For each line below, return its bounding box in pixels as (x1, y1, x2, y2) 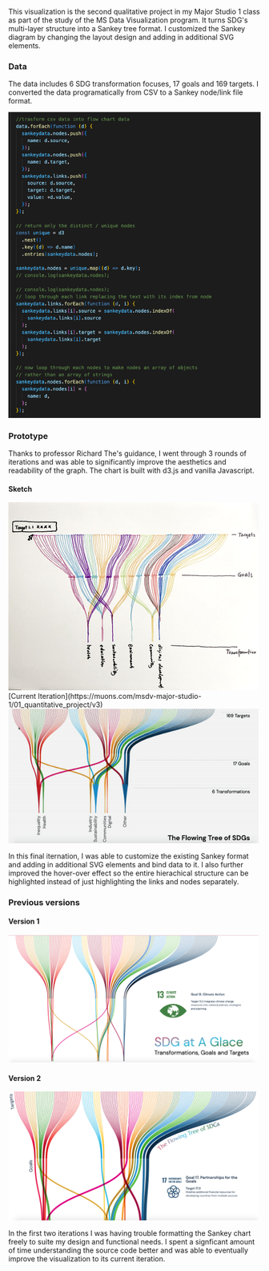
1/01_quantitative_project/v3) (8, 700, 103, 709)
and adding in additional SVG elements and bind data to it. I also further (8, 859, 244, 869)
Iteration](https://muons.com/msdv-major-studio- (38, 692, 202, 701)
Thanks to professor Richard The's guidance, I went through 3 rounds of (8, 449, 247, 458)
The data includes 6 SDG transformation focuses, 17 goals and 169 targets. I (8, 79, 259, 89)
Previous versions (8, 896, 80, 908)
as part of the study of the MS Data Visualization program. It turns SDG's (8, 15, 248, 25)
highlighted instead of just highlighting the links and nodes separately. (8, 876, 239, 886)
